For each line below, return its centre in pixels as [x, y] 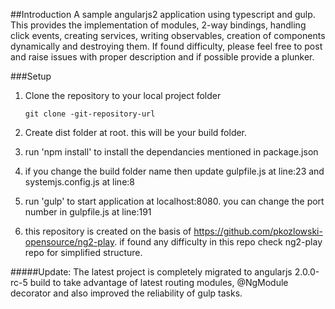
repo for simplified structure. [83, 252]
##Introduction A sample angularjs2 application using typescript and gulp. [163, 14]
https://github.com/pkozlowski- [258, 231]
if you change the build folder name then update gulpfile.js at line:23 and [174, 171]
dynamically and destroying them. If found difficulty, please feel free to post [166, 46]
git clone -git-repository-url [90, 114]
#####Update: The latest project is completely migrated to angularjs [151, 272]
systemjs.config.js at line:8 [79, 182]
